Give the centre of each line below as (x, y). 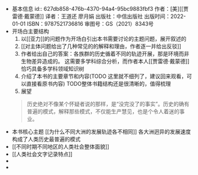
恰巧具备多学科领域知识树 (52, 69)
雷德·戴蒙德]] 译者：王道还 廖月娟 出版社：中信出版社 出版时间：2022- (99, 16)
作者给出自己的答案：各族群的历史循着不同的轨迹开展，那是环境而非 (105, 54)
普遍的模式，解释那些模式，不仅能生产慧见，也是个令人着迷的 (103, 111)
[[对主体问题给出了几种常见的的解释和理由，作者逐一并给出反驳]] (101, 46)
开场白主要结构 (30, 31)
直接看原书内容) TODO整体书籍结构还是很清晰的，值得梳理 (98, 84)
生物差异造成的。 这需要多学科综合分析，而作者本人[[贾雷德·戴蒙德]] (105, 61)
